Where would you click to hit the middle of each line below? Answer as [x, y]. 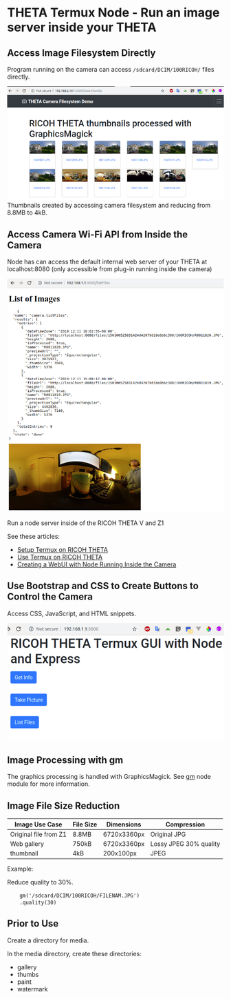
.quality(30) [38, 902]
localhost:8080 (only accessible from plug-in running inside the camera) [110, 269]
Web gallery [27, 844]
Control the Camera [50, 597]
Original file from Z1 [38, 834]
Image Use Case [38, 824]
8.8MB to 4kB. [27, 212]
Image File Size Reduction [64, 805]
